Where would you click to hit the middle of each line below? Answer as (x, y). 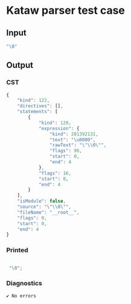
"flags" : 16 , (55, 173)
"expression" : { (59, 128)
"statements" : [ (38, 112)
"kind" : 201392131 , (74, 134)
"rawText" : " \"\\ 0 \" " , (78, 145)
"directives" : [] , (40, 106)
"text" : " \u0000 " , (72, 140)
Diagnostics (24, 284)
